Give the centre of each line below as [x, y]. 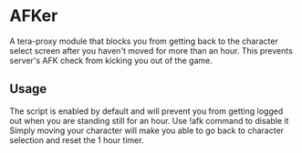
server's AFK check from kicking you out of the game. [111, 60]
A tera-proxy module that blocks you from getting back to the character [144, 41]
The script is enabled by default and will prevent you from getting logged [146, 111]
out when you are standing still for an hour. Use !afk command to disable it [149, 120]
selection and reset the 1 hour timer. [77, 140]
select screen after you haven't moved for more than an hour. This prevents [151, 50]
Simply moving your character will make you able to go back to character [147, 130]
